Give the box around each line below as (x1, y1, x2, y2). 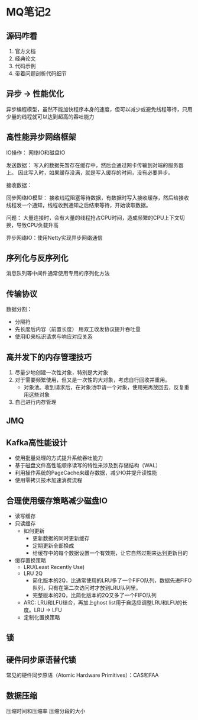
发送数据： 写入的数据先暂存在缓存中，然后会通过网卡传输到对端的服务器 (6, 161, 184, 169)
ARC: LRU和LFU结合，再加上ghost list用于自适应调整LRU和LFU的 (23, 599, 183, 606)
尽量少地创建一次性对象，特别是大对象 (14, 369, 108, 376)
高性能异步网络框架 (6, 132, 76, 142)
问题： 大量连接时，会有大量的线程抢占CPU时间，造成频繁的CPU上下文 (6, 214, 180, 221)
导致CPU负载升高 (16, 221, 59, 229)
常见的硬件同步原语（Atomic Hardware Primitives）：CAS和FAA (6, 671, 159, 679)
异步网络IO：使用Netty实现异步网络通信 (6, 234, 103, 241)
